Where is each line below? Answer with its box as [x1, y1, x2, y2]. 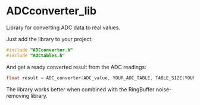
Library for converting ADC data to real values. [6, 24, 121, 31]
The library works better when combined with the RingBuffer [6, 85, 155, 93]
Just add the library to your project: [6, 35, 93, 42]
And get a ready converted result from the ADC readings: [6, 63, 147, 70]
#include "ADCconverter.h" [6, 47, 73, 53]
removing [6, 92, 30, 99]
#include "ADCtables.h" [6, 52, 65, 58]
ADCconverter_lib [6, 4, 97, 18]
